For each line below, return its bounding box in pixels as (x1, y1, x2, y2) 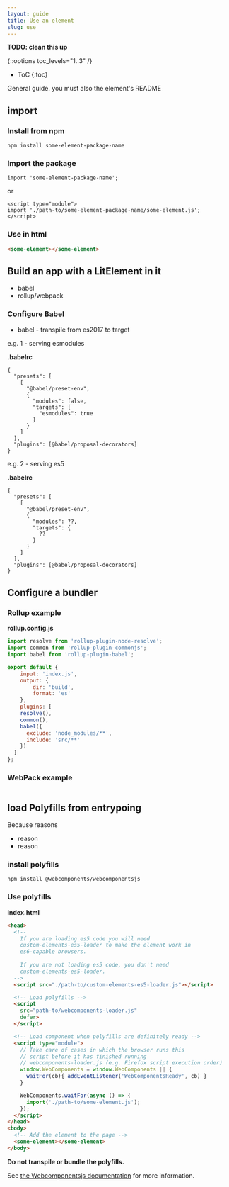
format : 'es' (33, 690, 71, 697)
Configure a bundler (7, 587, 98, 599)
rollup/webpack (17, 291, 64, 300)
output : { (20, 677, 49, 684)
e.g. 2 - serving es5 (7, 459, 65, 468)
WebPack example (7, 773, 73, 782)
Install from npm (7, 125, 65, 135)
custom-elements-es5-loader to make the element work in (20, 942, 192, 949)
